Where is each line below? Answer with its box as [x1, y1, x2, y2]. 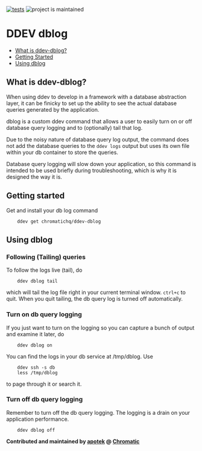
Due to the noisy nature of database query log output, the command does [6, 136, 189, 143]
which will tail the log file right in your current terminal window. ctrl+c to [6, 289, 186, 296]
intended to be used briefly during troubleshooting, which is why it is [6, 167, 177, 174]
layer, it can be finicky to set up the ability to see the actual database [6, 100, 177, 107]
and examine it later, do [6, 330, 65, 337]
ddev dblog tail [17, 278, 58, 284]
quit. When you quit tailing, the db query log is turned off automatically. [6, 295, 183, 302]
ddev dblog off [17, 427, 55, 433]
